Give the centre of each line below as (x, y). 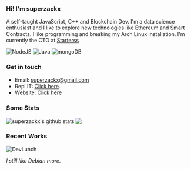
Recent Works (27, 136)
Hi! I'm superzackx (33, 9)
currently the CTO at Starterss (43, 41)
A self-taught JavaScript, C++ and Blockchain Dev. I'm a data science (91, 22)
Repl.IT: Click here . (37, 86)
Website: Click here (38, 92)
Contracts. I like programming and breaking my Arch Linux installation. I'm (95, 34)
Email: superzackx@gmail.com (52, 80)
